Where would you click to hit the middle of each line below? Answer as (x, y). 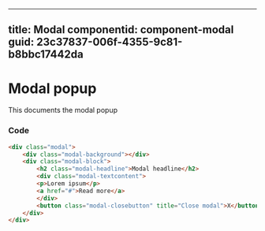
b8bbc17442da (46, 55)
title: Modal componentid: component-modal (121, 30)
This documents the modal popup (63, 110)
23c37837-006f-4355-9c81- (110, 42)
